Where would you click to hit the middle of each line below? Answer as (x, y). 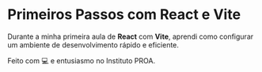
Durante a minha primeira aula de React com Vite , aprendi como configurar (131, 36)
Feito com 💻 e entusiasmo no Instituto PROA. (82, 60)
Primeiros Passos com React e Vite (124, 15)
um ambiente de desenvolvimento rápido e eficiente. (93, 44)
